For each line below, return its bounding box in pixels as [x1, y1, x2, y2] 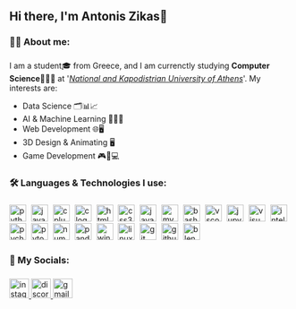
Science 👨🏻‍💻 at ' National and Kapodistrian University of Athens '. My [9, 73, 261, 84]
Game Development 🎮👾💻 [21, 150, 120, 161]
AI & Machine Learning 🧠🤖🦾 [21, 114, 124, 124]
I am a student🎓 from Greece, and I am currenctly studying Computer [9, 60, 270, 72]
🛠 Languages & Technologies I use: [9, 176, 167, 189]
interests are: [9, 82, 58, 94]
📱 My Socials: [9, 254, 70, 266]
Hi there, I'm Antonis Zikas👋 [9, 9, 168, 24]
